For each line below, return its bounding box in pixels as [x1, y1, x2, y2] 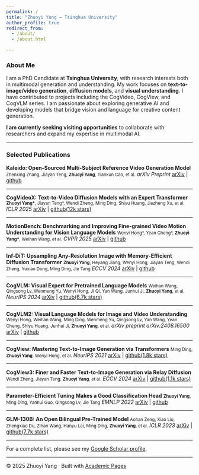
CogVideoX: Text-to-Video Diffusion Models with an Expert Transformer [6, 194, 188, 201]
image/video [6, 87, 38, 94]
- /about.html [11, 36, 46, 42]
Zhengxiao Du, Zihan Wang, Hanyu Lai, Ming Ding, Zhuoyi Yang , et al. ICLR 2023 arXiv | [6, 422, 192, 429]
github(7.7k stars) [6, 428, 49, 435]
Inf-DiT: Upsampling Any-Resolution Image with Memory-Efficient [6, 252, 172, 259]
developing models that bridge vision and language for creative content [6, 106, 181, 113]
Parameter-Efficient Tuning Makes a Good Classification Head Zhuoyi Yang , [6, 392, 191, 399]
